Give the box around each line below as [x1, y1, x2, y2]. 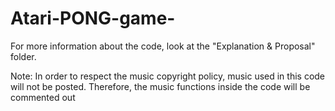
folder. [10, 50, 37, 62]
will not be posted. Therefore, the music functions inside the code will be [10, 80, 311, 92]
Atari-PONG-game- [10, 7, 176, 30]
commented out [10, 91, 76, 103]
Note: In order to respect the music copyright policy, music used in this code [10, 70, 326, 82]
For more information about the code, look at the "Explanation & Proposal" [10, 40, 316, 52]
